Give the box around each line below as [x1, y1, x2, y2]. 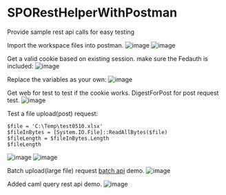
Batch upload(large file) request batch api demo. [7, 166, 145, 174]
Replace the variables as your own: [7, 75, 107, 84]
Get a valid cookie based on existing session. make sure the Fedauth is [7, 54, 208, 63]
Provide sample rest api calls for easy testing [7, 28, 135, 36]
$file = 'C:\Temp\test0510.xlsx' [7, 122, 103, 129]
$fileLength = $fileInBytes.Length [7, 135, 110, 142]
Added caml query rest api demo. [7, 180, 102, 188]
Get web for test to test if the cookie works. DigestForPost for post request [7, 89, 219, 97]
